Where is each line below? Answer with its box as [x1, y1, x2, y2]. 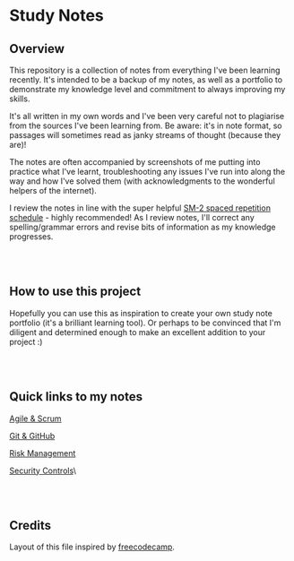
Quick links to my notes [9, 389, 143, 404]
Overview [9, 41, 65, 56]
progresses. [9, 231, 54, 242]
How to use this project [9, 284, 142, 299]
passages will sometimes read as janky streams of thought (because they [9, 130, 281, 140]
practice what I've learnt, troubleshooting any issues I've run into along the [9, 167, 286, 177]
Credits [9, 518, 52, 533]
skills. [9, 93, 30, 104]
